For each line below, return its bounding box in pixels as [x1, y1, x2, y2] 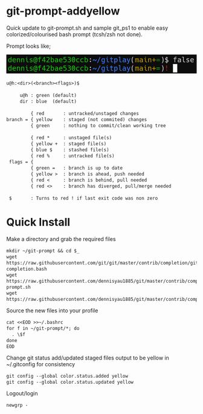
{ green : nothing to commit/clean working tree [30, 123, 166, 129]
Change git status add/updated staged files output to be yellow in [6, 354, 169, 361]
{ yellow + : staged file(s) [30, 141, 107, 147]
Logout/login [6, 390, 38, 397]
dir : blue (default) [19, 99, 77, 105]
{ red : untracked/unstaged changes [30, 111, 139, 117]
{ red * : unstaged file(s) [30, 135, 112, 141]
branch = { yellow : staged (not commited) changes [6, 117, 147, 123]
